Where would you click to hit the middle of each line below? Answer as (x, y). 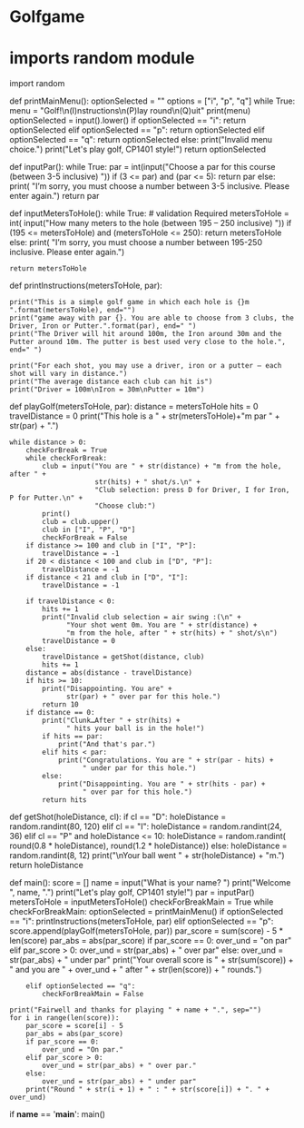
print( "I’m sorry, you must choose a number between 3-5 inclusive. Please (150, 186)
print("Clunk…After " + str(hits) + (111, 721)
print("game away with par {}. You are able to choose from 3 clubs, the (152, 318)
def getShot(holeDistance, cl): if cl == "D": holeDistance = (118, 817)
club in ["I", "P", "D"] (89, 530)
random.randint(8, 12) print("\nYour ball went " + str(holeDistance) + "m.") (147, 856)
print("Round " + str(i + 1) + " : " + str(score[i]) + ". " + (148, 1090)
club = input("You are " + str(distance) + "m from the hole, (162, 466)
